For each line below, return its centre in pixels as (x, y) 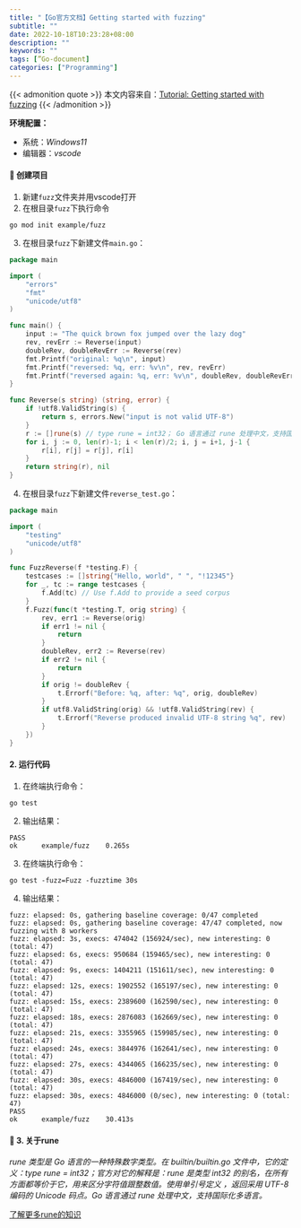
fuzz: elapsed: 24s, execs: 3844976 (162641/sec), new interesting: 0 (144, 1049)
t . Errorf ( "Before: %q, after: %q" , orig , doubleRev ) (157, 693)
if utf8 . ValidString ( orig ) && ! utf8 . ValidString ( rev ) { (148, 710)
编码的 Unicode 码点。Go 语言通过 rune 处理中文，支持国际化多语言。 (138, 1196)
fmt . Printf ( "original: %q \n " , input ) (96, 359)
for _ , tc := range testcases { (86, 585)
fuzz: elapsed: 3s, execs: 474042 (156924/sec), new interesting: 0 (140, 938)
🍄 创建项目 (29, 175)
